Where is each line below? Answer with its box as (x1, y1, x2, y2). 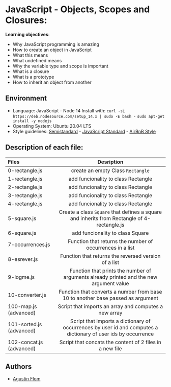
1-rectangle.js (8, 175, 43, 182)
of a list (101, 259, 120, 266)
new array (98, 309, 123, 316)
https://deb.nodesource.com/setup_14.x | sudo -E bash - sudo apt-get (12, 114, 165, 119)
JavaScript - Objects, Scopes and (5, 4, 150, 15)
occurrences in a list (86, 244, 135, 251)
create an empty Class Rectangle (71, 167, 150, 174)
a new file (99, 345, 122, 352)
